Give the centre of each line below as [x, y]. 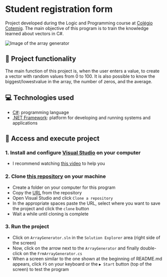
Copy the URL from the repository [47, 192]
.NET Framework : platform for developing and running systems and [82, 118]
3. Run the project [27, 227]
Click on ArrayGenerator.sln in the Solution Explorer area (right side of [86, 237]
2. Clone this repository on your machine [56, 176]
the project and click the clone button [51, 208]
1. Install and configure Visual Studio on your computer [73, 152]
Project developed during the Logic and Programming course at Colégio [79, 23]
